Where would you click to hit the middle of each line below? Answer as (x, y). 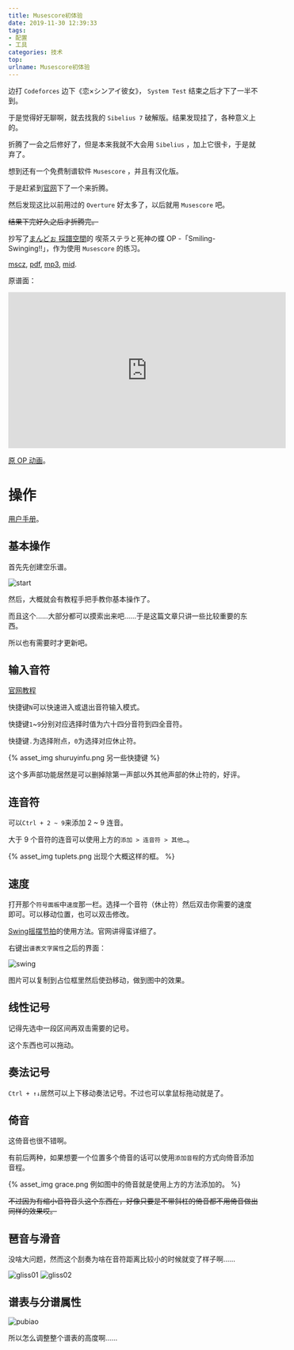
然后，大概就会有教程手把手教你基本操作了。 (81, 599)
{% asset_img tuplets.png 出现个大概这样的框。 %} (92, 856)
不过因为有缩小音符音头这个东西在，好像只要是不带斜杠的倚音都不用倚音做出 (133, 1201)
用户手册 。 (26, 518)
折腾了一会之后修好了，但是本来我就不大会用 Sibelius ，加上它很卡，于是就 (132, 144)
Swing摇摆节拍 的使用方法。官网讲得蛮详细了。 (84, 931)
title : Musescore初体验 (46, 15)
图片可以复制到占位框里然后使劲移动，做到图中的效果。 (98, 980)
